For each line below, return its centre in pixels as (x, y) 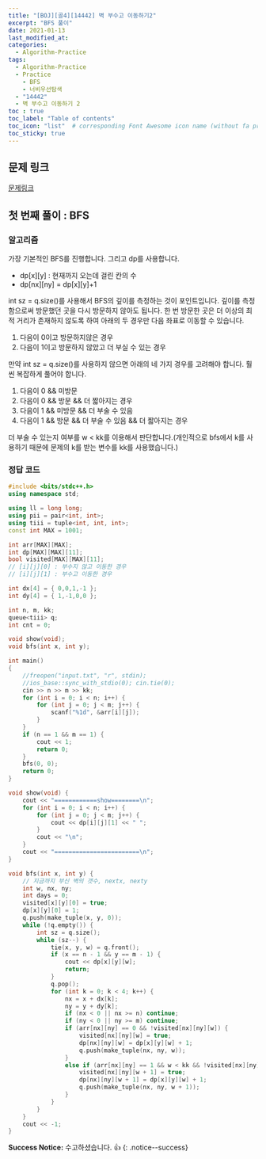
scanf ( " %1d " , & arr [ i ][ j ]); (95, 713)
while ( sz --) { (62, 940)
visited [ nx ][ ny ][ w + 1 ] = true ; (132, 1073)
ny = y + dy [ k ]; (91, 1006)
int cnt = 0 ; (30, 625)
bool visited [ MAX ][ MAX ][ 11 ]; (56, 559)
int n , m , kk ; (32, 610)
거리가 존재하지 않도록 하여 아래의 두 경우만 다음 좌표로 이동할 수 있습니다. (130, 321)
